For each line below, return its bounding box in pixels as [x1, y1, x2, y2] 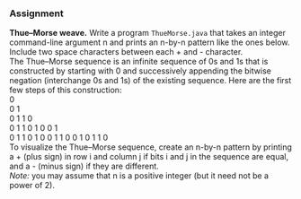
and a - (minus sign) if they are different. [9, 160, 159, 172]
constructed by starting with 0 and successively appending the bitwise [9, 65, 271, 76]
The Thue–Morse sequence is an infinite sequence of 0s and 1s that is [9, 56, 269, 67]
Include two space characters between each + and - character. [9, 47, 243, 57]
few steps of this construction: [9, 84, 122, 96]
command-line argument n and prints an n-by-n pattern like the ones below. [9, 37, 290, 48]
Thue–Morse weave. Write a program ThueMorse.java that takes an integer [9, 28, 286, 39]
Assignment [9, 7, 65, 20]
